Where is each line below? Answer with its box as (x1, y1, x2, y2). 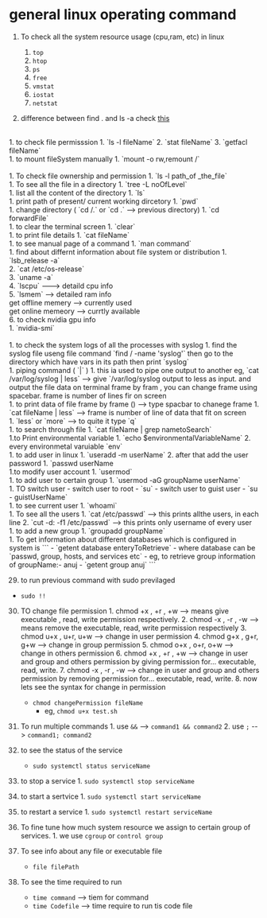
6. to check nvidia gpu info (9, 314, 96, 324)
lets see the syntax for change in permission (20, 682, 166, 691)
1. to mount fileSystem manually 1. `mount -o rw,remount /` (9, 154, 200, 164)
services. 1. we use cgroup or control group (20, 830, 164, 840)
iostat (32, 91, 55, 99)
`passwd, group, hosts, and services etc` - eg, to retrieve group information (9, 551, 256, 561)
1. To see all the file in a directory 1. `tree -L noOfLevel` (9, 179, 188, 189)
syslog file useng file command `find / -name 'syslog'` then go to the (9, 348, 234, 358)
